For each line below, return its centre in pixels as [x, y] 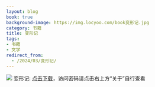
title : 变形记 [22, 34]
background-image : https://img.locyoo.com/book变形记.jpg [78, 22]
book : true [20, 17]
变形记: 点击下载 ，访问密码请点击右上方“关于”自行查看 [80, 78]
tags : [13, 39]
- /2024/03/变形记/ [34, 61]
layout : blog [22, 11]
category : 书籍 [24, 28]
